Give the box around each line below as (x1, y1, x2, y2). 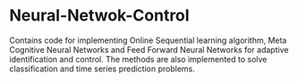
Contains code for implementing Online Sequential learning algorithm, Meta (9, 35, 287, 46)
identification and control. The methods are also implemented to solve (9, 54, 268, 64)
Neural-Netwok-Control (9, 5, 190, 26)
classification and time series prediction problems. (9, 63, 195, 74)
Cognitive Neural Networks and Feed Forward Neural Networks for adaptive (9, 44, 289, 54)
